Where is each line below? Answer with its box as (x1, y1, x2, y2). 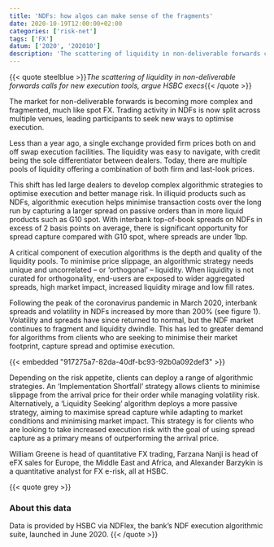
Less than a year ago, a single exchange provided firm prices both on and (9, 138, 256, 147)
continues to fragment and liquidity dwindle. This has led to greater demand (9, 324, 263, 334)
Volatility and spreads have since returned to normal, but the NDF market (9, 315, 254, 325)
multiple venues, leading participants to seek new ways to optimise (9, 114, 234, 123)
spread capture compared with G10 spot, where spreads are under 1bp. (9, 232, 249, 241)
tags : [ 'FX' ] (9, 34, 54, 43)
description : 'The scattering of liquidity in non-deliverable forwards (9, 50, 261, 58)
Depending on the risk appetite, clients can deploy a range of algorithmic (9, 373, 254, 383)
